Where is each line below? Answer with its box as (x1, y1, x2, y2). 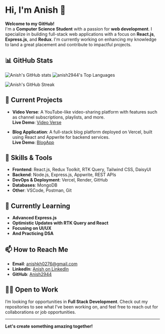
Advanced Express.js (12, 215, 57, 221)
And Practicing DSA (12, 231, 54, 237)
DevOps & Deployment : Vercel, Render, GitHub (12, 177, 108, 183)
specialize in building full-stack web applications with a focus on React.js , (5, 31, 155, 37)
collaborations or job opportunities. (5, 309, 76, 315)
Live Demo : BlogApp (12, 139, 55, 145)
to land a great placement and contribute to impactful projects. (5, 41, 132, 47)
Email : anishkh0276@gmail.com (12, 261, 78, 267)
